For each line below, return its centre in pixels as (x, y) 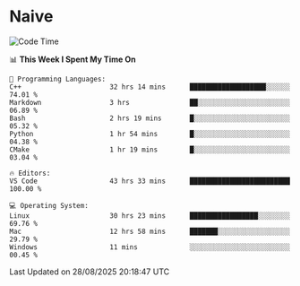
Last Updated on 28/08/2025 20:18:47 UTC (90, 272)
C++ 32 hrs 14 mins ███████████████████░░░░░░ (150, 87)
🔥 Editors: (30, 173)
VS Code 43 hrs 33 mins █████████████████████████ (150, 181)
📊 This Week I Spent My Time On (73, 59)
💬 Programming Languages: (57, 79)
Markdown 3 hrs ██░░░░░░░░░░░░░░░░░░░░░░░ (150, 102)
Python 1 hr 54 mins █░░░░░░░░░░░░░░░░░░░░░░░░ (150, 134)
